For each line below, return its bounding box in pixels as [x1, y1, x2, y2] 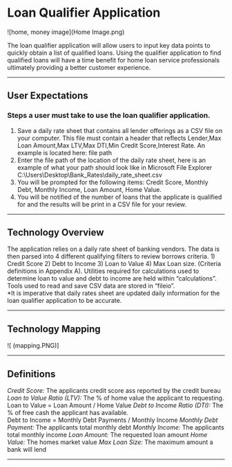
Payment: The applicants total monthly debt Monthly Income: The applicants [7, 423, 224, 432]
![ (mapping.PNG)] [7, 342, 59, 350]
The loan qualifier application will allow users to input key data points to [7, 41, 211, 49]
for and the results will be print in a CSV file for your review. [17, 200, 187, 209]
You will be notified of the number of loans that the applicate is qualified [17, 193, 222, 201]
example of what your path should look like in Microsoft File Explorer [17, 163, 213, 171]
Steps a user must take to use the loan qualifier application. [7, 111, 211, 121]
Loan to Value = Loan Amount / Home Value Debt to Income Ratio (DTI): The [7, 401, 224, 409]
